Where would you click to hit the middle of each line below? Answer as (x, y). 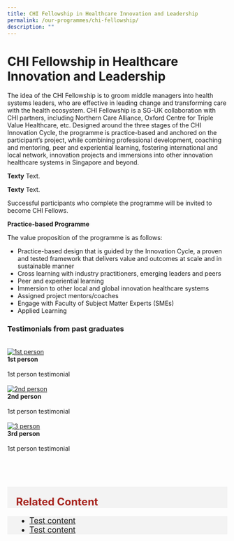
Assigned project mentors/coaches (68, 296)
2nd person (24, 396)
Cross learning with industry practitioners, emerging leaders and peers (119, 274)
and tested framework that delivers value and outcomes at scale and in (119, 259)
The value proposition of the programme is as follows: (85, 238)
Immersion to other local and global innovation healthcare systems (113, 288)
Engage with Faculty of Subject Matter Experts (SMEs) (96, 303)
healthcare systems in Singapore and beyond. (73, 162)
